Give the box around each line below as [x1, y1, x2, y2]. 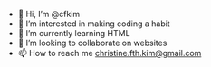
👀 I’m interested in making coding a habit [17, 18, 170, 29]
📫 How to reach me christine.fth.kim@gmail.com [17, 48, 202, 58]
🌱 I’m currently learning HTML [17, 28, 130, 38]
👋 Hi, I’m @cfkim [17, 9, 81, 19]
